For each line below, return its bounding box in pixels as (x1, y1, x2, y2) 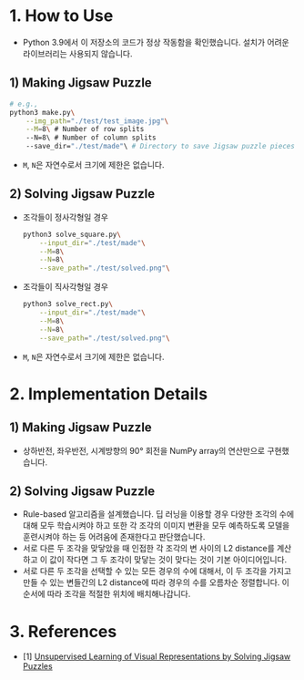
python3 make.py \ (9, 108, 76, 117)
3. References (9, 621, 117, 642)
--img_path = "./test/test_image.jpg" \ (25, 116, 169, 126)
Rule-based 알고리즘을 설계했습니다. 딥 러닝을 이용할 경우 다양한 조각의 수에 (22, 509, 294, 520)
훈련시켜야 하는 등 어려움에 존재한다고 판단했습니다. (22, 531, 206, 542)
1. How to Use (9, 5, 114, 26)
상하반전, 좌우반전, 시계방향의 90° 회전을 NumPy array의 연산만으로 (22, 445, 266, 456)
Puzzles (22, 661, 53, 672)
